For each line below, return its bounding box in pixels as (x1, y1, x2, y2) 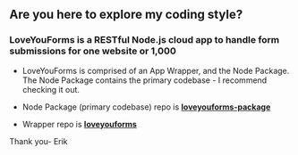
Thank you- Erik (9, 135, 69, 146)
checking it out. (21, 84, 81, 94)
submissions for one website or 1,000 (9, 45, 177, 57)
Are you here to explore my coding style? (9, 7, 243, 22)
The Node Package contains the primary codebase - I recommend (21, 75, 268, 86)
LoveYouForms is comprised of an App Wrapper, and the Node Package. (21, 65, 290, 76)
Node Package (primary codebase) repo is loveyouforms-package (21, 102, 271, 112)
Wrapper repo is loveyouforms (21, 118, 137, 129)
